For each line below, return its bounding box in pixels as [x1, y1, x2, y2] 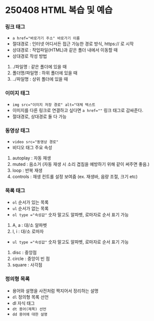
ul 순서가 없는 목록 [12, 206, 49, 212]
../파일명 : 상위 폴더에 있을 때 [12, 76, 68, 82]
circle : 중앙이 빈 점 [12, 256, 50, 262]
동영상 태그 [5, 127, 30, 134]
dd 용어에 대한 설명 [12, 312, 48, 317]
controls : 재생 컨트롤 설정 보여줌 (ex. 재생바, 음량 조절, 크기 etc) [12, 174, 138, 180]
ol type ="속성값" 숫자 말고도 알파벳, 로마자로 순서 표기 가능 [12, 212, 129, 218]
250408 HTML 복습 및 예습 [5, 4, 113, 16]
